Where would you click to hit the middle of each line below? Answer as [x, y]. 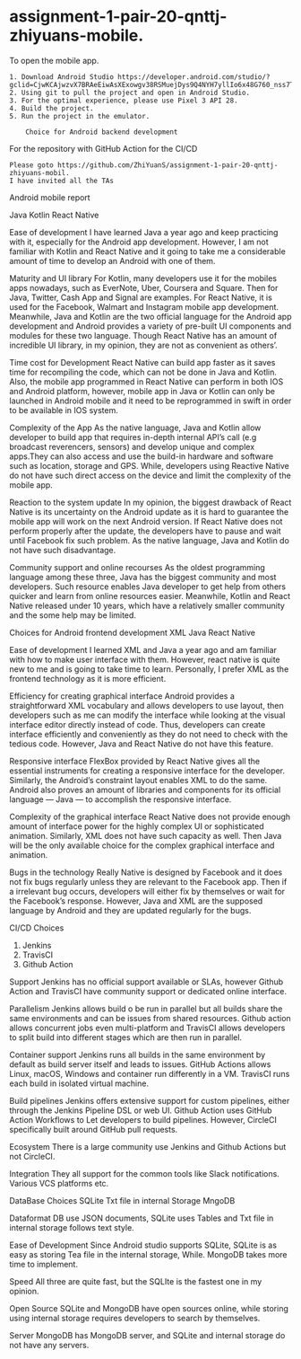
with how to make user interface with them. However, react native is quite [145, 659]
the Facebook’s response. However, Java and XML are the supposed [136, 901]
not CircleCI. [32, 1156]
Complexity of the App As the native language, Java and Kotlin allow [135, 428]
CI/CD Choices [37, 928]
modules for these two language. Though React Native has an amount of [143, 335]
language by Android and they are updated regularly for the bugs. [130, 910]
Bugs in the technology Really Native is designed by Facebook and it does [146, 872]
